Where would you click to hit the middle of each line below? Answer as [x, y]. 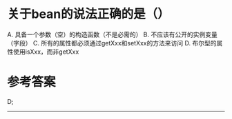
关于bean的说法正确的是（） [89, 14]
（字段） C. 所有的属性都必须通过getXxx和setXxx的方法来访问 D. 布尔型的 [112, 43]
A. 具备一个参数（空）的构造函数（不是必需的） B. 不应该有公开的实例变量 [112, 34]
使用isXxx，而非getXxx [46, 52]
